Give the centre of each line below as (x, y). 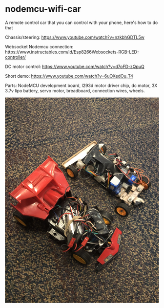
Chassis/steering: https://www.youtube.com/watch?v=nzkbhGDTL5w (75, 37)
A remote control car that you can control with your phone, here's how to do (82, 22)
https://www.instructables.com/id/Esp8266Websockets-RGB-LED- (72, 52)
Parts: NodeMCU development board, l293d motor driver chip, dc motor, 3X (81, 85)
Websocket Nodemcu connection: (39, 46)
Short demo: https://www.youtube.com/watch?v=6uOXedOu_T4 (69, 76)
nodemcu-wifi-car (43, 9)
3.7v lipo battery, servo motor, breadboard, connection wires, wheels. (75, 90)
